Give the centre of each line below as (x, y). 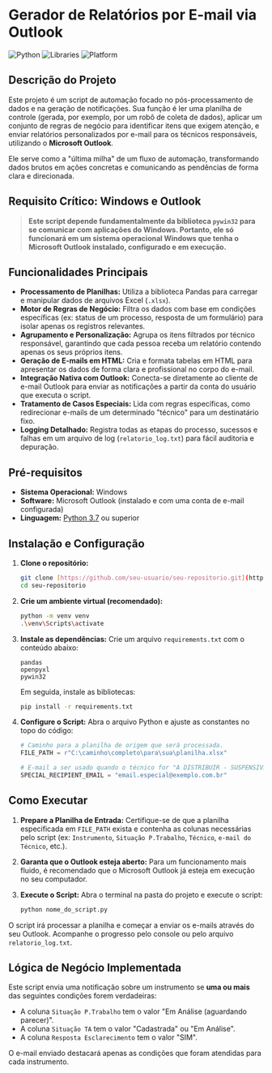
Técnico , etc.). (43, 846)
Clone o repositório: (54, 563)
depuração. (39, 447)
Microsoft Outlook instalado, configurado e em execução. (127, 247)
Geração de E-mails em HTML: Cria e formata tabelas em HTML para (136, 361)
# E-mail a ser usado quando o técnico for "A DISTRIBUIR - (123, 768)
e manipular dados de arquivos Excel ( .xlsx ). (96, 300)
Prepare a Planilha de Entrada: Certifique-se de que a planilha (124, 820)
